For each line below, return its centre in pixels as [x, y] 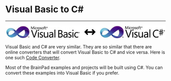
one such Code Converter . [33, 58]
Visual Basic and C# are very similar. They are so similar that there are [79, 46]
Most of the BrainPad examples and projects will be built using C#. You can [84, 67]
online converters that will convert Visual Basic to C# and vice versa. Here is [85, 52]
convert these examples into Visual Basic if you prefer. [62, 73]
